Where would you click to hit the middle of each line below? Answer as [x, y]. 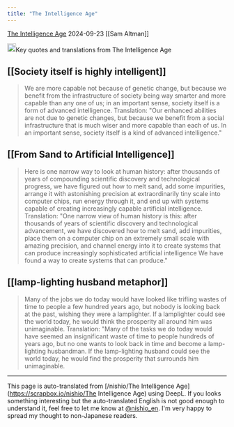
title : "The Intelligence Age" [53, 14]
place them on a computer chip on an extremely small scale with [117, 238]
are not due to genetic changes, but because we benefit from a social [124, 118]
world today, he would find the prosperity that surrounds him [111, 358]
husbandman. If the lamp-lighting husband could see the [129, 351]
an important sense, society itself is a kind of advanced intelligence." [123, 133]
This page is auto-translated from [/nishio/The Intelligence [91, 386]
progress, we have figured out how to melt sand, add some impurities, [125, 186]
